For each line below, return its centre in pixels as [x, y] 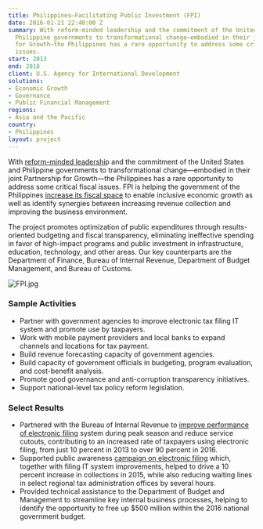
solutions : [26, 81]
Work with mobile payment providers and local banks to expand [122, 337]
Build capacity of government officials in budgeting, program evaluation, [136, 362]
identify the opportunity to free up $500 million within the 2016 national [134, 508]
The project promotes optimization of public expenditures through [114, 226]
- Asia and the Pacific [47, 118]
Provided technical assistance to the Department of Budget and [122, 491]
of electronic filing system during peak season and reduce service [126, 433]
